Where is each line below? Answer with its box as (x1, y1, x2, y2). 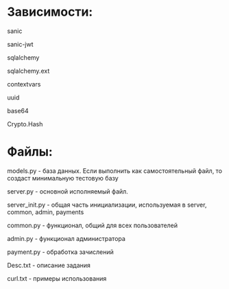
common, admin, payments (7, 207, 84, 216)
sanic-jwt (7, 40, 34, 48)
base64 (7, 106, 29, 115)
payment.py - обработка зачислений (7, 248, 114, 256)
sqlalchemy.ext (7, 67, 50, 75)
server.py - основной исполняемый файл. (7, 187, 128, 196)
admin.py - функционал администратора (7, 234, 125, 242)
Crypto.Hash (7, 119, 43, 128)
